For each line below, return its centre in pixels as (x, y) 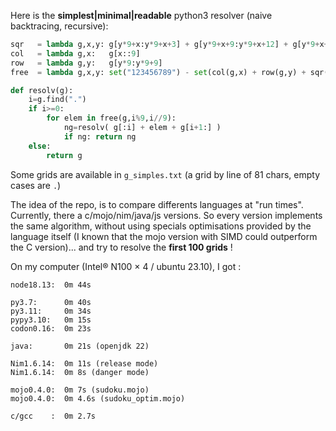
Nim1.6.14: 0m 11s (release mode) (84, 363)
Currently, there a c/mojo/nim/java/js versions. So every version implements (166, 215)
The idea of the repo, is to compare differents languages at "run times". (157, 204)
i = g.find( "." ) (57, 100)
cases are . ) (36, 185)
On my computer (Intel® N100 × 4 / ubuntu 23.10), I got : (126, 266)
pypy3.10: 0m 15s (51, 320)
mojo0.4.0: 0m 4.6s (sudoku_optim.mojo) (98, 398)
